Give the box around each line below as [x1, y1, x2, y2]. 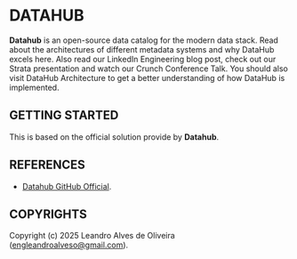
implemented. [9, 82, 60, 93]
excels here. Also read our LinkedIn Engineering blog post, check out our [9, 53, 277, 64]
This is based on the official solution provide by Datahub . [9, 131, 220, 142]
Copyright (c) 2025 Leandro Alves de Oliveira [9, 231, 175, 241]
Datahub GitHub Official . [21, 181, 112, 191]
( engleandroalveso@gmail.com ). [9, 239, 129, 250]
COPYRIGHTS [9, 206, 87, 222]
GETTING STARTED [9, 108, 119, 123]
